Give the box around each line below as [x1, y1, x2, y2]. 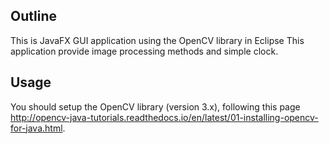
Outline [10, 8, 57, 25]
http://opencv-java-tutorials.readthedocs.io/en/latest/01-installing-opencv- [10, 111, 319, 123]
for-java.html [10, 122, 63, 134]
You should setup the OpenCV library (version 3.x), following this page [10, 100, 301, 113]
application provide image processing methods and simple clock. [10, 45, 279, 57]
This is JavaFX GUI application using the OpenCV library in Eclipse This [10, 34, 305, 46]
